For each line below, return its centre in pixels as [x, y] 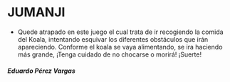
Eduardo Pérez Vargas [42, 71]
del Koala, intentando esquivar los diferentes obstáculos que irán [113, 39]
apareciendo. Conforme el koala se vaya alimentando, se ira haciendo [120, 47]
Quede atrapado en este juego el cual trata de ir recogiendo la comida [120, 32]
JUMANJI [36, 12]
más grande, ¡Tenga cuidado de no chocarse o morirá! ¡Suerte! [109, 54]
